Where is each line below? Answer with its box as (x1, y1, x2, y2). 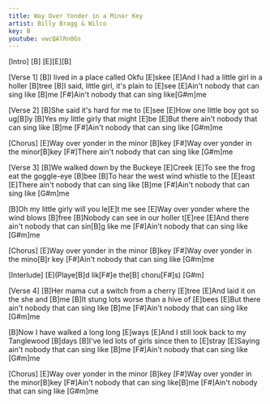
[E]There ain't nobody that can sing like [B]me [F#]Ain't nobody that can (8, 180, 250, 190)
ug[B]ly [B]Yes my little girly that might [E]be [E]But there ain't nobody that (8, 114, 258, 124)
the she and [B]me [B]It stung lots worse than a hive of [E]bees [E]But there (8, 294, 261, 304)
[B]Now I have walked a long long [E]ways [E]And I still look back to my (8, 328, 246, 337)
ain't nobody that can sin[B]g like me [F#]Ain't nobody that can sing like (8, 221, 249, 231)
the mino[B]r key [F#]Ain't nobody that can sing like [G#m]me (8, 255, 215, 264)
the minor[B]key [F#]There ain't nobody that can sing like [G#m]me (8, 147, 234, 157)
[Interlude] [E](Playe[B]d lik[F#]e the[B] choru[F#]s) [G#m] (8, 270, 204, 280)
